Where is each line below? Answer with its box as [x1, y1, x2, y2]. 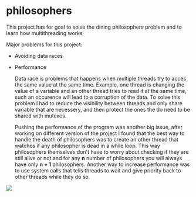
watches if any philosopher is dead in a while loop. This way [14, 142, 160, 149]
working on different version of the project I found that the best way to [14, 130, 185, 137]
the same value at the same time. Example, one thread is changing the [14, 81, 185, 88]
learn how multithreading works [6, 29, 83, 36]
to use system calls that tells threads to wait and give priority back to [14, 167, 181, 174]
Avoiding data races [14, 52, 63, 59]
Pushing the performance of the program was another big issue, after [14, 123, 183, 130]
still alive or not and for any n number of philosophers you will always [14, 154, 183, 161]
